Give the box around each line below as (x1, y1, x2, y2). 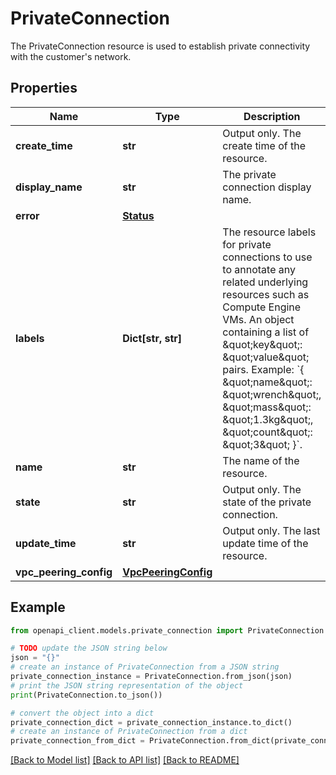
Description (243, 109, 301, 123)
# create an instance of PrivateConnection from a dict (10, 727, 248, 737)
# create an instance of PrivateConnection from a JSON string (10, 662, 280, 672)
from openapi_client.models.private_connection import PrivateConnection (10, 625, 325, 636)
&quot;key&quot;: (222, 337, 303, 351)
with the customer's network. (10, 50, 132, 62)
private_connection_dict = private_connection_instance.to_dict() (10, 717, 293, 727)
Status (122, 208, 155, 222)
